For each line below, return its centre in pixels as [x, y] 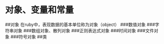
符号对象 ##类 [33, 37]
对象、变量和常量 [40, 10]
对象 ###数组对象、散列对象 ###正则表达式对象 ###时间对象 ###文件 [84, 30]
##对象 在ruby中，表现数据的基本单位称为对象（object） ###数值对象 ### [80, 24]
